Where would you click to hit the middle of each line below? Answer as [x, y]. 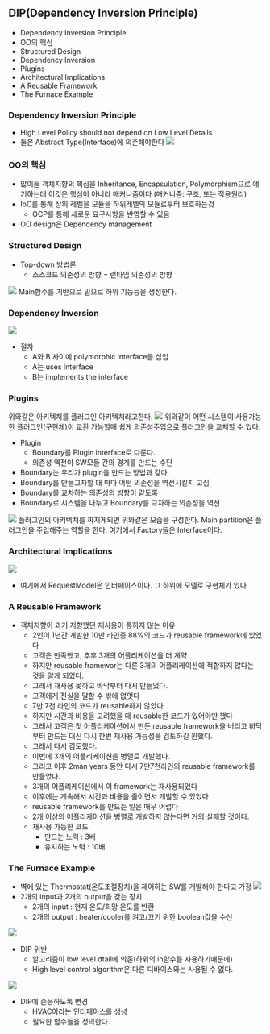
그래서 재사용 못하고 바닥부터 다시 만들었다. [100, 685]
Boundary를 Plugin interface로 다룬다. [93, 453]
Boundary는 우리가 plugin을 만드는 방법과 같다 [93, 473]
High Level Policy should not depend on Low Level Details [116, 133]
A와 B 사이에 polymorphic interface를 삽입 [100, 357]
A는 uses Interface [63, 367]
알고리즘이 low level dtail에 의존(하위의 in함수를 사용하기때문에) [133, 959]
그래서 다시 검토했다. [64, 745]
